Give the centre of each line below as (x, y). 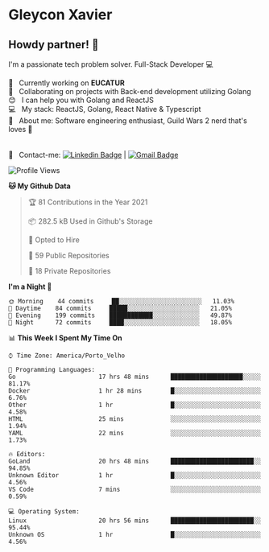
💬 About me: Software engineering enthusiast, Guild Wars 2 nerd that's (128, 121)
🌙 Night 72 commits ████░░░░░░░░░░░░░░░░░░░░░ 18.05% (120, 323)
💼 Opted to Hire (54, 240)
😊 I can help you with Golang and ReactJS (81, 100)
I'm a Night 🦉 (30, 286)
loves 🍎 (21, 129)
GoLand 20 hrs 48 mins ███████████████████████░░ (135, 461)
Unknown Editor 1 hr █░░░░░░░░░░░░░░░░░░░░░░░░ (135, 476)
